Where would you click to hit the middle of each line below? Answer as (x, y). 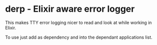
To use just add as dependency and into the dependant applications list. (79, 37)
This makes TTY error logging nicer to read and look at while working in (78, 22)
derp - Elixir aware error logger (70, 9)
